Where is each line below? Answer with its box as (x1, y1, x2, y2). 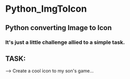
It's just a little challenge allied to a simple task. (5, 39, 125, 46)
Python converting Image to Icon (5, 23, 112, 32)
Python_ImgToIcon (5, 3, 87, 15)
